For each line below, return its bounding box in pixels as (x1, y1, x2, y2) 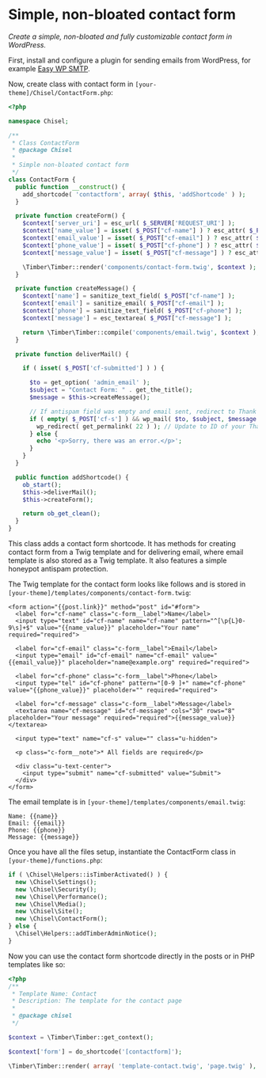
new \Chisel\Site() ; (15, 908, 83, 916)
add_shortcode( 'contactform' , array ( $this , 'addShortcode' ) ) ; (22, 190, 246, 199)
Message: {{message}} (8, 833, 80, 841)
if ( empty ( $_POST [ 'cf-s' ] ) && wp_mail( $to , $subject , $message (28, 415, 257, 423)
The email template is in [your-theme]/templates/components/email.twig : (8, 797, 246, 807)
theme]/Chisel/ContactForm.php (8, 89, 112, 97)
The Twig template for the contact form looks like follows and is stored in (8, 579, 246, 589)
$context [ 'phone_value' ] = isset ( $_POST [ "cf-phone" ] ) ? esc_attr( (22, 241, 253, 249)
